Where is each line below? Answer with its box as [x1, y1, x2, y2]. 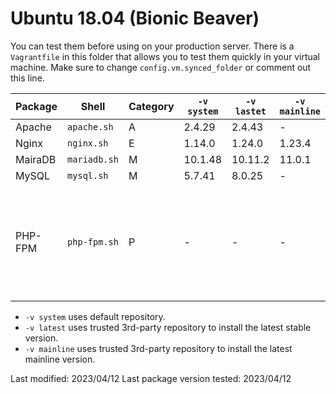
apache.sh [67, 121, 114, 132]
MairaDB [15, 152, 57, 166]
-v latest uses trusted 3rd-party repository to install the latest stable [24, 321, 312, 333]
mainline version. [24, 353, 96, 365]
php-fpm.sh [67, 236, 119, 247]
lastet [234, 105, 267, 117]
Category [128, 99, 175, 113]
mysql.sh [67, 170, 109, 181]
